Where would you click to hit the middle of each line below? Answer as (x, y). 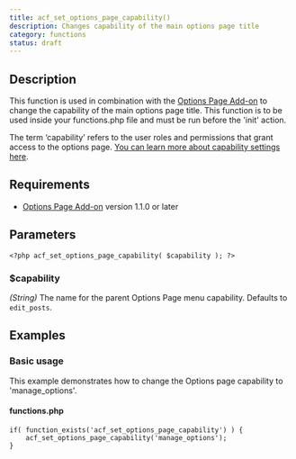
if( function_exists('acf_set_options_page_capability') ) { (126, 430)
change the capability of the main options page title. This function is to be (146, 111)
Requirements (49, 185)
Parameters (43, 235)
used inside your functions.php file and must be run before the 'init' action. (148, 120)
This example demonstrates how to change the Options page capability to (146, 381)
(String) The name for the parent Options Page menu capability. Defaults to (148, 297)
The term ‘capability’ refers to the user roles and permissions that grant (141, 138)
